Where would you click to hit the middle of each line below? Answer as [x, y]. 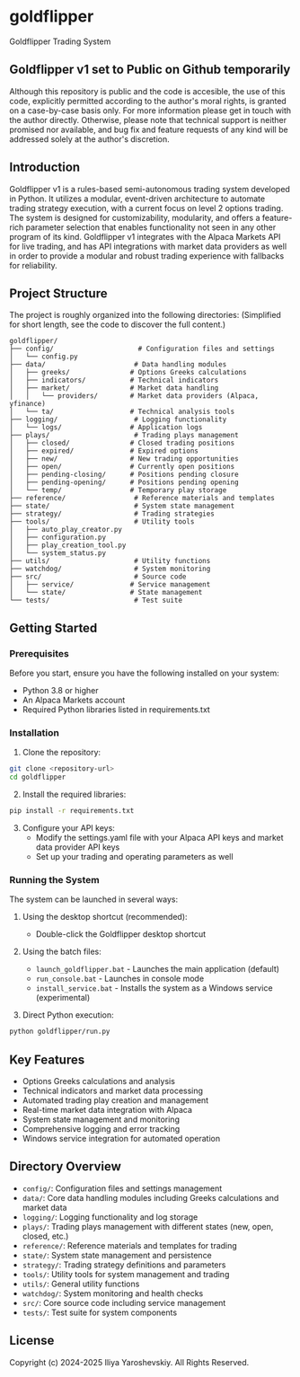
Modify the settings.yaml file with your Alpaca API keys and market [160, 837]
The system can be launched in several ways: [93, 899]
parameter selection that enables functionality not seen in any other [151, 227]
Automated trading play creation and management [115, 1100]
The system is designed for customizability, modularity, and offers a [135, 217]
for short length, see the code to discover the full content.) [118, 324]
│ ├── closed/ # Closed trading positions [122, 443]
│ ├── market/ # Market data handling [114, 388]
